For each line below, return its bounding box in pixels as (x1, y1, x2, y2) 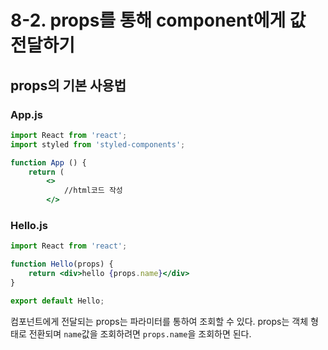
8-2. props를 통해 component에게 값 (10, 9, 307, 32)
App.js (10, 107, 43, 121)
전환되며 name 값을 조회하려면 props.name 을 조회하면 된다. (28, 327, 252, 340)
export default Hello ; (10, 296, 105, 306)
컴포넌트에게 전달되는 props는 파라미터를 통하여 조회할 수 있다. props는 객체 (10, 315, 309, 327)
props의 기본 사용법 (10, 77, 127, 94)
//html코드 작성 (63, 186, 123, 196)
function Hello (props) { (10, 259, 114, 270)
